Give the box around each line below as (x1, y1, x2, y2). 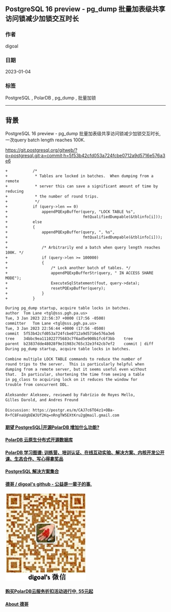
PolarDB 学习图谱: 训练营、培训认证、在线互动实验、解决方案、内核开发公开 (5, 449, 165, 455)
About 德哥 (5, 601, 29, 607)
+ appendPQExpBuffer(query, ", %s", (5, 230, 115, 235)
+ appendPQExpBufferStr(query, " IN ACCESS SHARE (5, 271, 154, 276)
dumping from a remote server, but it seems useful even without (5, 367, 147, 372)
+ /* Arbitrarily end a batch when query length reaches (5, 245, 160, 250)
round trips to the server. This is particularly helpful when (5, 362, 145, 367)
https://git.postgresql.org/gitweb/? (5, 147, 78, 153)
